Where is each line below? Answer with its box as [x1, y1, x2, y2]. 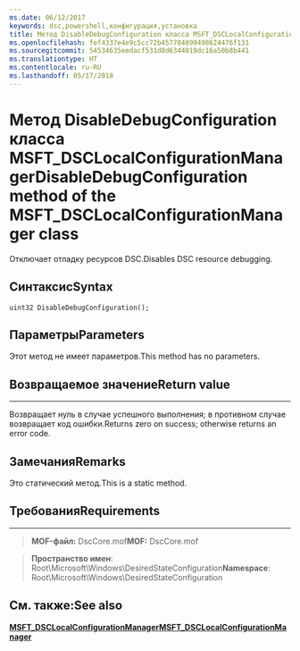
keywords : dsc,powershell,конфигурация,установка [9, 21, 198, 30]
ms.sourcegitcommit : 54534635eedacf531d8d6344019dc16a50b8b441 [9, 46, 250, 55]
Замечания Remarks [9, 453, 127, 469]
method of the [9, 185, 116, 206]
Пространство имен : [30, 553, 113, 563]
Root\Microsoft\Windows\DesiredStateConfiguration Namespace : [30, 562, 271, 573]
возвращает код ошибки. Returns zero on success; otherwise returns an [9, 418, 277, 429]
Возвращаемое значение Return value [9, 376, 230, 392]
